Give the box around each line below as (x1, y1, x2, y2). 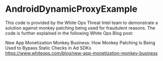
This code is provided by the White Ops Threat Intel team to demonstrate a (5, 20, 158, 26)
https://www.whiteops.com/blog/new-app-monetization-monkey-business (5, 50, 158, 56)
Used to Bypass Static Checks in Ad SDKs (5, 45, 91, 51)
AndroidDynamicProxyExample (5, 3, 138, 15)
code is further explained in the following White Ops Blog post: (5, 30, 133, 36)
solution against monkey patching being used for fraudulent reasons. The (5, 25, 156, 30)
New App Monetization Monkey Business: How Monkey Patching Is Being (5, 39, 156, 45)
